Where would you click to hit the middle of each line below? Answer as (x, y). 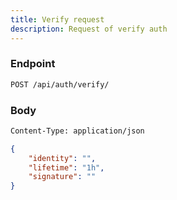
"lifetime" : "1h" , (66, 167)
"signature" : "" (62, 177)
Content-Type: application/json (77, 131)
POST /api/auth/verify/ (60, 84)
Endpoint (33, 64)
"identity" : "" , (62, 158)
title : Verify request (57, 19)
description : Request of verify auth (89, 29)
